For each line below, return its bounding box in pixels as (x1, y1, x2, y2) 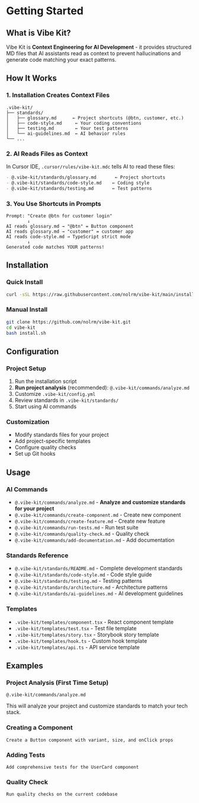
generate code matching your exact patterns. (6, 56, 117, 63)
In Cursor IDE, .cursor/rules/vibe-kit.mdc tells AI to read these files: (6, 163, 175, 170)
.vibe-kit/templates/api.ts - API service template (14, 643, 140, 650)
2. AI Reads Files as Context (6, 150, 88, 158)
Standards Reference (6, 551, 69, 559)
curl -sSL (6, 291, 31, 297)
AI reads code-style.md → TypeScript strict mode (6, 233, 131, 240)
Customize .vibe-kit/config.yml (14, 391, 96, 398)
